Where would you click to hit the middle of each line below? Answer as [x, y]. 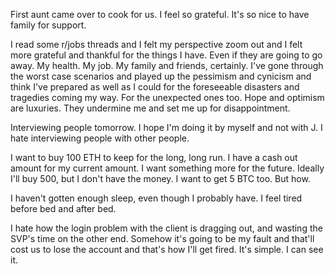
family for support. [48, 25]
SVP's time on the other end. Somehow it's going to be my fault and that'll [162, 238]
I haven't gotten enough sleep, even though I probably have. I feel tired [156, 198]
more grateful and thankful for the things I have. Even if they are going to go [166, 55]
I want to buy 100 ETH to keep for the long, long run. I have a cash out [154, 157]
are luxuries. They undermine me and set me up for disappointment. [150, 108]
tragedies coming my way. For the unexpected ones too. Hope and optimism [167, 97]
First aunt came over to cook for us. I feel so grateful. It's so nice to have [160, 14]
